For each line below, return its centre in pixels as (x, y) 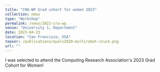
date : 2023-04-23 (23, 32)
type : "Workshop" (23, 19)
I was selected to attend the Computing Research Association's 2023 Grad (80, 60)
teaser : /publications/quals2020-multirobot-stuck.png (62, 42)
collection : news (23, 14)
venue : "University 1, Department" (41, 28)
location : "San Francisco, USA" (38, 37)
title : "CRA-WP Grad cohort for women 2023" (51, 10)
